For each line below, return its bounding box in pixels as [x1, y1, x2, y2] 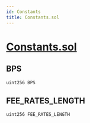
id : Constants [6, 8, 41, 15]
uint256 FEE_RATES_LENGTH [6, 112, 70, 118]
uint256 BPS [6, 79, 36, 85]
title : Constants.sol [6, 14, 60, 20]
